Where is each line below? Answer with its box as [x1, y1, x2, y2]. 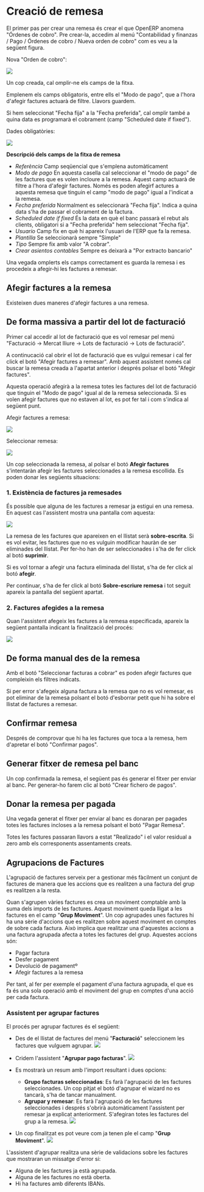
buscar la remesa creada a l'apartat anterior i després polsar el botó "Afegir [6, 364, 196, 372]
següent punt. [6, 402, 41, 410]
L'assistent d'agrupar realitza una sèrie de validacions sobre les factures [6, 1149, 188, 1156]
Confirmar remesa [6, 718, 77, 729]
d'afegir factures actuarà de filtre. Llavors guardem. [6, 97, 136, 104]
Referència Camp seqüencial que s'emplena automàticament [15, 162, 169, 170]
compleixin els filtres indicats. [6, 676, 81, 683]
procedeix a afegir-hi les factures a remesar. [6, 265, 118, 272]
